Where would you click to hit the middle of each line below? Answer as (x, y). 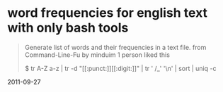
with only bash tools (68, 28)
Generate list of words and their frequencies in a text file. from (115, 47)
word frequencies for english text (107, 13)
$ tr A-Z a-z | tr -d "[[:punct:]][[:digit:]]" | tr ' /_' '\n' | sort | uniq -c (120, 68)
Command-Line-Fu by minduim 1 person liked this (97, 55)
